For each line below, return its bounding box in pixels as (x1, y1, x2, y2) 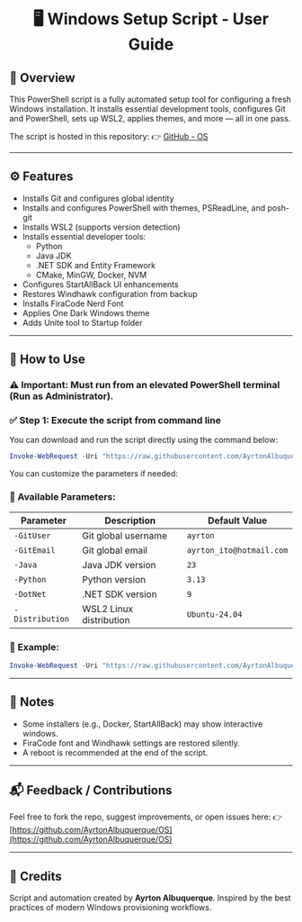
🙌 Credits (9, 868, 63, 884)
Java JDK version (82, 558, 156, 571)
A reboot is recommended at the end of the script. (22, 746, 209, 758)
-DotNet (13, 589, 47, 599)
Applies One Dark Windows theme (22, 307, 150, 318)
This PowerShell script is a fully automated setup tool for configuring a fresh (9, 94, 292, 104)
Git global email (82, 544, 148, 556)
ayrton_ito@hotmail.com (186, 545, 289, 556)
